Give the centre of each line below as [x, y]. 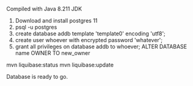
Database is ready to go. [37, 77]
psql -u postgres [36, 27]
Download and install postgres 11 [56, 20]
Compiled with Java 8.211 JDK [44, 9]
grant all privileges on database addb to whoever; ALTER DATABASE [101, 46]
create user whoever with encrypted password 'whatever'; [89, 40]
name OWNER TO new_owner [53, 53]
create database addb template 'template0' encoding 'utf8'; [90, 34]
